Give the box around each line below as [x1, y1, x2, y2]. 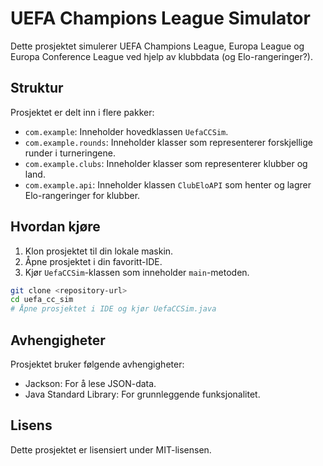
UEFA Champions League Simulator [10, 7, 311, 30]
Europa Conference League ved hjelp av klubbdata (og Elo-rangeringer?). [10, 50, 313, 62]
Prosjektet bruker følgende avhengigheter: [10, 358, 185, 370]
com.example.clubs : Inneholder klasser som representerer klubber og [24, 157, 308, 169]
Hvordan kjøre [10, 218, 101, 236]
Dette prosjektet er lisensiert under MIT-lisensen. [10, 443, 212, 456]
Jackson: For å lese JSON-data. [24, 378, 157, 389]
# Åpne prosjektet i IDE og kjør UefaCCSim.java [10, 304, 217, 314]
